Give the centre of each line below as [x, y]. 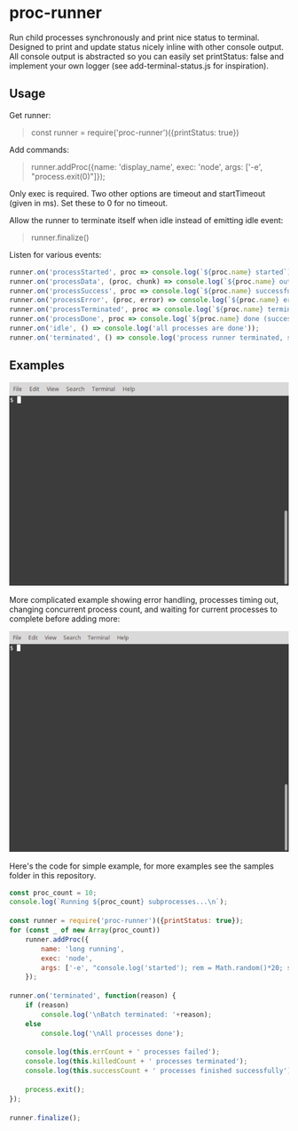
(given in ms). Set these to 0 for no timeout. [89, 203]
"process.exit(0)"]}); [68, 176]
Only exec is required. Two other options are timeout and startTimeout [137, 193]
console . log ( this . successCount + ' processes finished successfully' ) [158, 1071]
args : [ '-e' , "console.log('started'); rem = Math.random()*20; [162, 967]
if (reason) [47, 1006]
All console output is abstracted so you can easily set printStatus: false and [147, 56]
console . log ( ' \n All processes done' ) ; [113, 1033]
